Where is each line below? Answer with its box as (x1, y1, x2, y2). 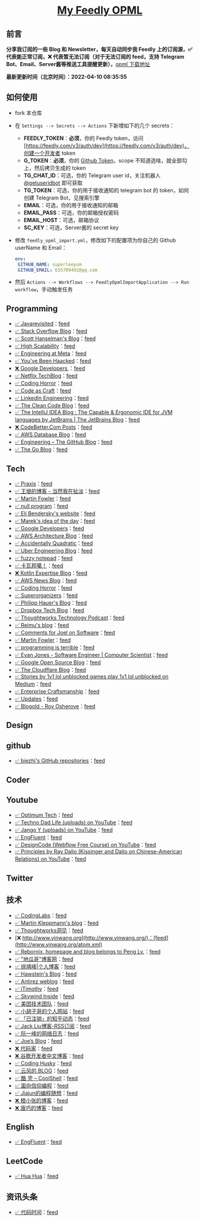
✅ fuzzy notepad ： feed (14, 555, 73, 562)
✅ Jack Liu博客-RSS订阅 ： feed (14, 1022, 91, 1029)
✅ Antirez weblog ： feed (14, 977, 74, 985)
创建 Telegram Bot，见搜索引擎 (23, 194, 100, 201)
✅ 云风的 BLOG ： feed (14, 1067, 69, 1074)
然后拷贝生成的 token (34, 164, 86, 172)
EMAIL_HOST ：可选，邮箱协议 (23, 216, 100, 223)
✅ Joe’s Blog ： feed (14, 1037, 62, 1044)
